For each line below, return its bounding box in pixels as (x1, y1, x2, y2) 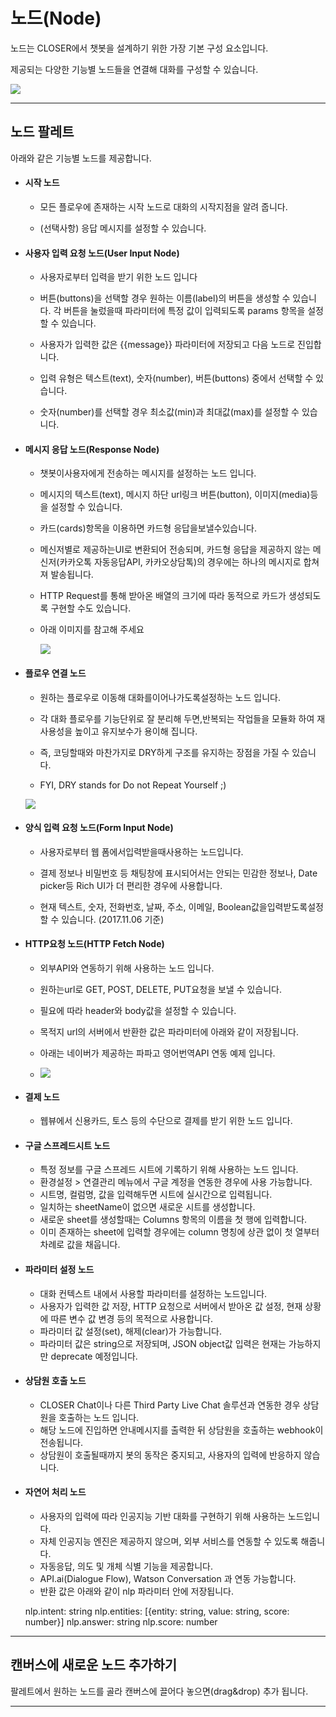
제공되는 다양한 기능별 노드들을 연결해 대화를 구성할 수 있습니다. (10, 63, 259, 75)
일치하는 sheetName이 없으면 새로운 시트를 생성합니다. (39, 1201, 256, 1213)
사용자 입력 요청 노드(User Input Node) (24, 247, 180, 259)
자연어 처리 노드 (24, 1486, 87, 1498)
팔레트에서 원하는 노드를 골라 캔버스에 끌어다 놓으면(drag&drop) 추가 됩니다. (10, 1685, 309, 1697)
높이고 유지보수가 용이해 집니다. (74, 725, 198, 737)
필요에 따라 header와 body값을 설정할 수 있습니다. (39, 1004, 237, 1016)
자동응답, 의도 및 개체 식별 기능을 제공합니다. (39, 1560, 214, 1572)
